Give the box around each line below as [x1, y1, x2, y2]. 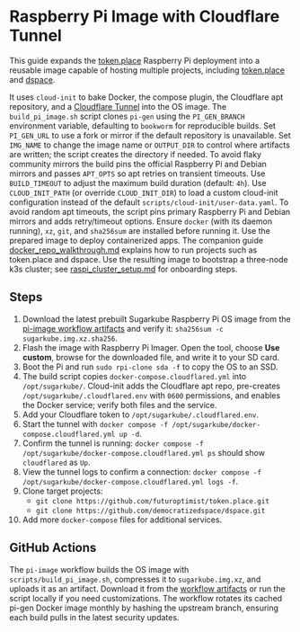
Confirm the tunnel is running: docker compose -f [22, 438, 204, 449]
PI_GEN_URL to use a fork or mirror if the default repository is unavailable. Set [9, 129, 292, 140]
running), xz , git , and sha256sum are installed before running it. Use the [9, 225, 271, 236]
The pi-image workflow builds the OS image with [9, 564, 190, 574]
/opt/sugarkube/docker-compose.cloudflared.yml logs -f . [22, 476, 239, 486]
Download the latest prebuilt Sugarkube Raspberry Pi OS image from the [22, 313, 291, 325]
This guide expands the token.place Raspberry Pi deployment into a [9, 55, 260, 66]
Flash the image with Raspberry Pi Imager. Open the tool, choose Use [22, 342, 280, 352]
